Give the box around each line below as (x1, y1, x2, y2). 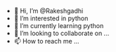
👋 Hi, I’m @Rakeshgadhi (13, 7, 84, 15)
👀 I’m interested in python (13, 14, 89, 22)
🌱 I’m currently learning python (13, 22, 104, 30)
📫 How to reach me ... (13, 37, 79, 45)
